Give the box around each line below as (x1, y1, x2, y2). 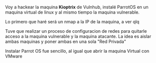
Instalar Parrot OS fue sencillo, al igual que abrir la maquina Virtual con (5, 48, 150, 54)
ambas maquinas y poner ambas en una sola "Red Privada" (5, 39, 126, 44)
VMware (5, 53, 22, 59)
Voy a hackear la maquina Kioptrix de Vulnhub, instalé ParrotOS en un (5, 4, 149, 10)
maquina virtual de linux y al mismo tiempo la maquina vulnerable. (5, 9, 140, 15)
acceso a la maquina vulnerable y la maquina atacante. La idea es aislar (5, 34, 152, 39)
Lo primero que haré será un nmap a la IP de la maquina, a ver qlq (5, 19, 140, 24)
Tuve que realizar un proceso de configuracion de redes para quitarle (5, 28, 147, 34)
